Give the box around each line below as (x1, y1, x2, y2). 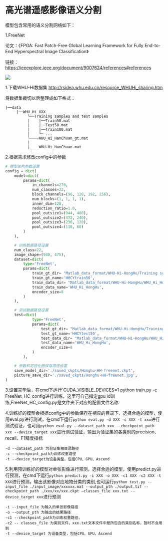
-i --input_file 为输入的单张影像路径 (5, 504, 78, 510)
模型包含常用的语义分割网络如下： (5, 22, 75, 28)
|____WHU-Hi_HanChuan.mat (27, 144, 81, 149)
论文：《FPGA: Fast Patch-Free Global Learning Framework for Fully (5, 42, 143, 48)
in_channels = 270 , (31, 182, 68, 188)
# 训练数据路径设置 (14, 242, 49, 248)
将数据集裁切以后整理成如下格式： (5, 95, 75, 101)
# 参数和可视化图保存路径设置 (14, 363, 67, 368)
